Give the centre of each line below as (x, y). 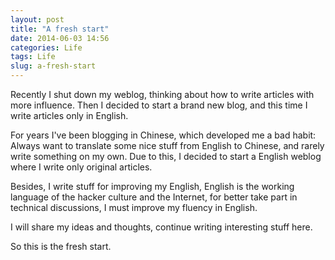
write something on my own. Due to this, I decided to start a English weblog (166, 156)
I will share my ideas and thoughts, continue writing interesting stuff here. (161, 227)
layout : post (37, 19)
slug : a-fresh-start (53, 66)
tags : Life (33, 57)
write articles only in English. (69, 115)
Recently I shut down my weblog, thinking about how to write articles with (162, 94)
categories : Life (46, 47)
